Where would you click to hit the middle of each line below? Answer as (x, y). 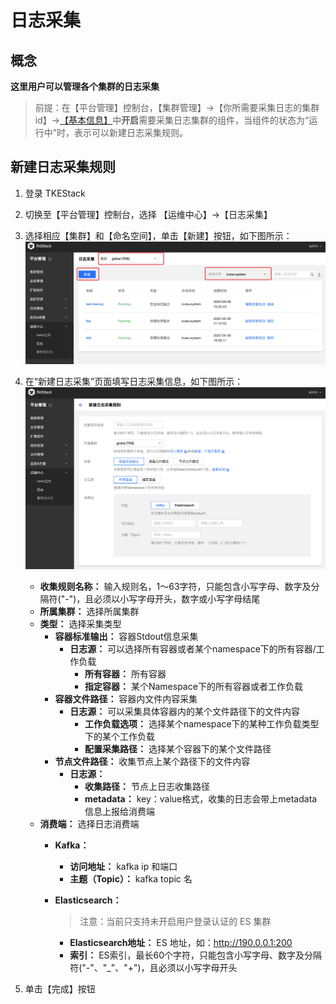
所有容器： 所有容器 (125, 673)
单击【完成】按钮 (60, 988)
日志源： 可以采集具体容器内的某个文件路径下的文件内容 (185, 711)
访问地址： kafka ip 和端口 (123, 866)
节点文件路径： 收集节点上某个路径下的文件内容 (152, 761)
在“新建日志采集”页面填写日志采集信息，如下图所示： (134, 382)
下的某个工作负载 (119, 736)
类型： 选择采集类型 (80, 623)
